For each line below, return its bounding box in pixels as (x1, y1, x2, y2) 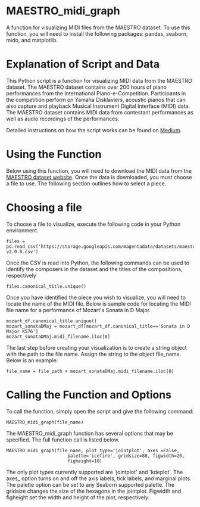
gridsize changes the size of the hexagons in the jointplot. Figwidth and (6, 487, 182, 494)
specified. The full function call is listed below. (6, 436, 120, 443)
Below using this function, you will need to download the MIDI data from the (6, 167, 192, 174)
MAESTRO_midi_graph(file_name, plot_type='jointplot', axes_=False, (6, 447, 180, 453)
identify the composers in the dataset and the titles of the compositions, (6, 265, 183, 272)
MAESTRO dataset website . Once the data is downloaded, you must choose (6, 173, 192, 181)
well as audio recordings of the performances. (6, 115, 120, 122)
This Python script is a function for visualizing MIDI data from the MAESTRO (6, 77, 192, 84)
